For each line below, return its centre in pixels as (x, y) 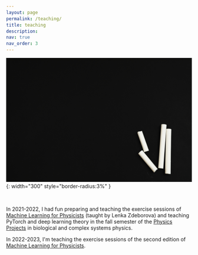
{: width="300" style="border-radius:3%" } (59, 186)
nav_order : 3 (22, 44)
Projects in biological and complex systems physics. (69, 228)
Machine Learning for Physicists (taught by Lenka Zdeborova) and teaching (98, 215)
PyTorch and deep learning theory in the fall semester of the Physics (89, 221)
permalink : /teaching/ (34, 19)
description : (22, 31)
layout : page (22, 12)
